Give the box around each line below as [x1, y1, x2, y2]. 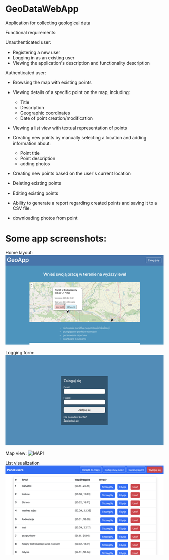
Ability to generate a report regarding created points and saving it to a [12, 200, 157, 206]
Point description [20, 155, 56, 161]
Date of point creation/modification [20, 115, 93, 121]
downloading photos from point [12, 215, 78, 221]
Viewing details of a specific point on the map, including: [12, 89, 130, 95]
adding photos [20, 160, 50, 167]
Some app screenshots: [5, 233, 107, 244]
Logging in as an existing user [12, 54, 75, 61]
